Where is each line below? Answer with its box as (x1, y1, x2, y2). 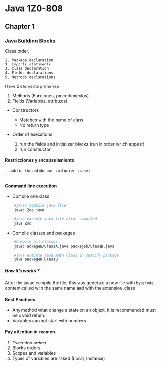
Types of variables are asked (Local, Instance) (12, 355, 105, 361)
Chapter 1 (5, 22, 35, 31)
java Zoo (14, 221, 32, 226)
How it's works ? (5, 267, 40, 274)
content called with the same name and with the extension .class (5, 285, 135, 291)
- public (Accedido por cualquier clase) (5, 168, 91, 173)
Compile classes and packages (12, 230, 75, 236)
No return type (19, 122, 49, 128)
